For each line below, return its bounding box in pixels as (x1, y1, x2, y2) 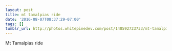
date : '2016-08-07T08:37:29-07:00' (5, 17, 81, 22)
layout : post (5, 7, 33, 13)
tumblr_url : (5, 26, 31, 31)
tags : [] (5, 21, 24, 27)
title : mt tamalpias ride (5, 12, 60, 17)
